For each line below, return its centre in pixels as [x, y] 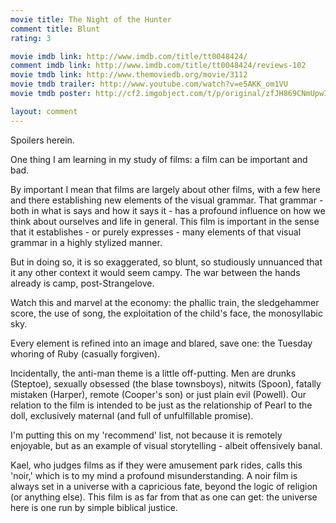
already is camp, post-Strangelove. [82, 283]
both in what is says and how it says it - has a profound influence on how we [168, 210]
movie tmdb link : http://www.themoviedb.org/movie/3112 [129, 75]
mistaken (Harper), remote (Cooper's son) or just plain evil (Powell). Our [158, 394]
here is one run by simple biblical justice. [94, 507]
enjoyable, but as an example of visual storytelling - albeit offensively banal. [166, 445]
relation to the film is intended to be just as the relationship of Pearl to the [161, 405]
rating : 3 [31, 38]
